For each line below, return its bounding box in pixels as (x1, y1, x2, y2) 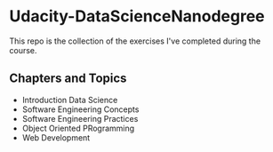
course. (9, 44, 37, 55)
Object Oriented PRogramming (21, 123, 135, 133)
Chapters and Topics (9, 71, 127, 86)
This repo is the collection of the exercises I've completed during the (9, 36, 261, 46)
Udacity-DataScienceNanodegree (9, 6, 265, 27)
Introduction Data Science (21, 94, 118, 105)
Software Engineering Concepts (21, 104, 140, 115)
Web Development (21, 132, 91, 143)
